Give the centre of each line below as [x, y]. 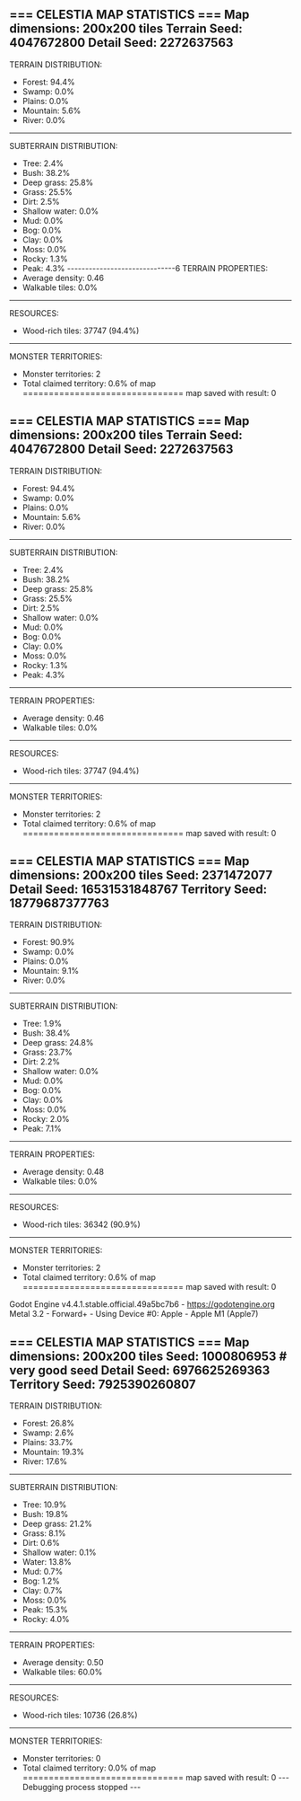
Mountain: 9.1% [51, 971]
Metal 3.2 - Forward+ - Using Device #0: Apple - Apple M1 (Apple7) [134, 1314]
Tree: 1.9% [42, 1024]
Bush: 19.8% [45, 1514]
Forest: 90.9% [48, 942]
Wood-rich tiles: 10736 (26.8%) [80, 1716]
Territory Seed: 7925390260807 [103, 1384]
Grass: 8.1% [44, 1533]
